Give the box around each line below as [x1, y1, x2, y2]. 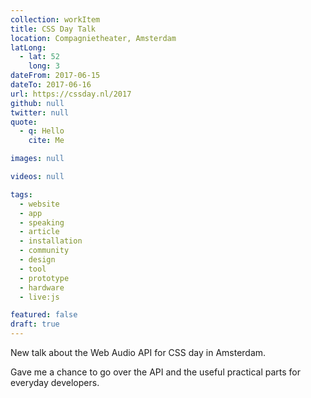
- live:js [19, 292, 60, 302]
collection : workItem [10, 14, 101, 25]
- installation [19, 236, 83, 246]
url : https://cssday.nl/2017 [10, 89, 132, 99]
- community [19, 246, 70, 256]
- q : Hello [19, 126, 65, 136]
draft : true [10, 319, 60, 330]
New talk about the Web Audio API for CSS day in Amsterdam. [10, 347, 267, 358]
